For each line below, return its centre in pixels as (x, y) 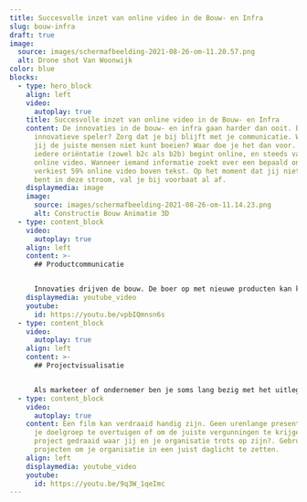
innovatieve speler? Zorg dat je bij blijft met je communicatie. (163, 137)
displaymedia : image (65, 188)
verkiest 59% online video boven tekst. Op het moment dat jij (157, 171)
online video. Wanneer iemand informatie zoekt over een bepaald (160, 162)
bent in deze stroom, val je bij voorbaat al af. (130, 179)
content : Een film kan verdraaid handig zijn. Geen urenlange (147, 424)
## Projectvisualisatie (79, 366)
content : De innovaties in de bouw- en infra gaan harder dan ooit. (159, 129)
